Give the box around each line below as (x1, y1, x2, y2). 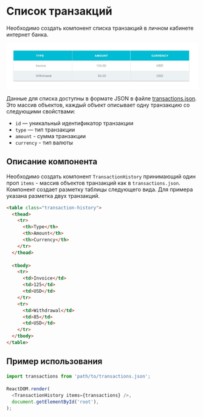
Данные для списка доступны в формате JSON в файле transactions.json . (6, 94, 197, 102)
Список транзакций (6, 4, 112, 18)
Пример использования (6, 356, 103, 366)
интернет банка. (6, 30, 49, 38)
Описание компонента (6, 156, 98, 167)
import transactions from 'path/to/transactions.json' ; (6, 373, 151, 379)
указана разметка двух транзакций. (6, 192, 100, 199)
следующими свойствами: (6, 108, 76, 115)
